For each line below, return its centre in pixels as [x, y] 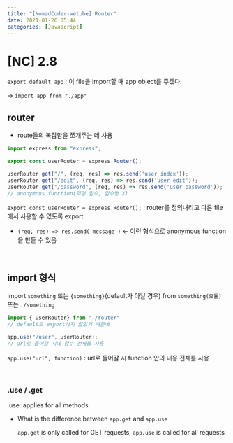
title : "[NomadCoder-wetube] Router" [62, 14]
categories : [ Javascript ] [45, 27]
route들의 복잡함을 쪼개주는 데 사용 [65, 135]
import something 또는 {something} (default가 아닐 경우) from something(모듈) [114, 296]
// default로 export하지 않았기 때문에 [59, 325]
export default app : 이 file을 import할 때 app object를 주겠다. [95, 82]
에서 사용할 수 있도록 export [45, 216]
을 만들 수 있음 [37, 240]
